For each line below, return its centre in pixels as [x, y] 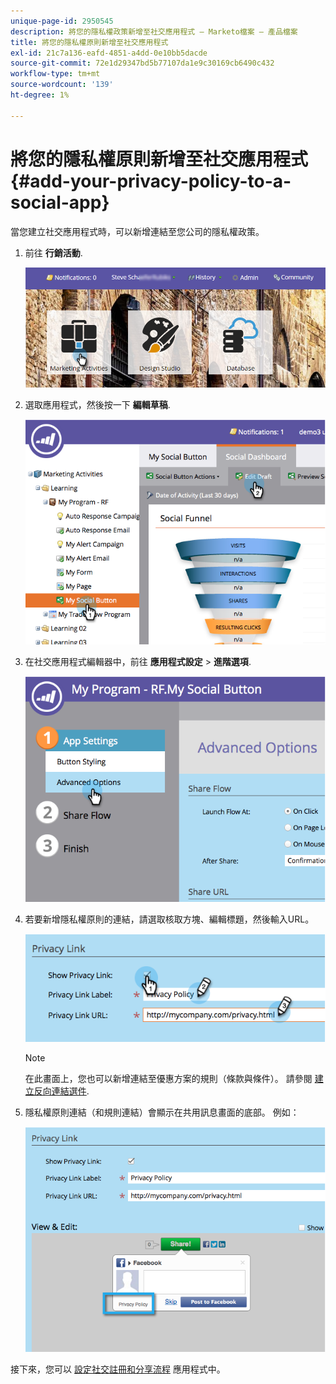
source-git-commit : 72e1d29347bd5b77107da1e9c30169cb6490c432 [142, 63]
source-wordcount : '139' [62, 85]
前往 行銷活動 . [53, 252]
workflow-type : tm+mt [55, 74]
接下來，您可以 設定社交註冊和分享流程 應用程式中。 [118, 1369]
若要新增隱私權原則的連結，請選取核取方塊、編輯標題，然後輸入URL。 [169, 919]
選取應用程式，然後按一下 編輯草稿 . [97, 404]
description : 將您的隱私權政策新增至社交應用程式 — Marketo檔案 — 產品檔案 [154, 31]
